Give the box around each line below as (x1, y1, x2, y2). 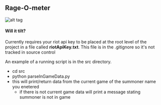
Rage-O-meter (5, 4, 50, 12)
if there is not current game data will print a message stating (19, 89, 141, 95)
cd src (12, 68, 25, 74)
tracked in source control (5, 49, 56, 55)
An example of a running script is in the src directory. (5, 59, 112, 65)
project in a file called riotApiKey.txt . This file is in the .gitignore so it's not (5, 44, 155, 50)
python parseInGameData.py (12, 73, 70, 80)
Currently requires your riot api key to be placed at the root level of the (5, 39, 147, 45)
